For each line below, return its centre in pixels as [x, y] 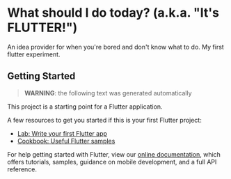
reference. [22, 169]
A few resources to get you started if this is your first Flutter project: [104, 120]
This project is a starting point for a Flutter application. [85, 107]
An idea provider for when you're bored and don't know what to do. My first [115, 47]
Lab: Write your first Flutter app [62, 133]
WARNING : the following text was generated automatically [108, 93]
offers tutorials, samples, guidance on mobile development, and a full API [112, 162]
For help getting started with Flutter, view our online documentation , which [114, 154]
